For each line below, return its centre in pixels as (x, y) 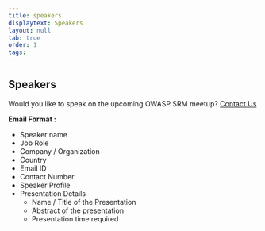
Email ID (33, 168)
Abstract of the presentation (78, 210)
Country (33, 160)
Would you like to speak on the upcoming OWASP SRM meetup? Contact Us (132, 103)
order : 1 (23, 45)
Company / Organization (60, 151)
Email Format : (33, 119)
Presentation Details (52, 193)
